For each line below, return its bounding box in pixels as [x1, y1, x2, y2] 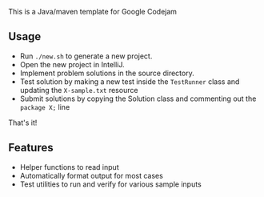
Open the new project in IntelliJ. [19, 59, 126, 69]
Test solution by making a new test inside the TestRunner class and [19, 76, 240, 86]
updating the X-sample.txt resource [19, 85, 138, 94]
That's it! [8, 118, 38, 127]
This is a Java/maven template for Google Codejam [8, 7, 178, 16]
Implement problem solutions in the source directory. [19, 68, 194, 78]
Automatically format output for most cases [19, 171, 164, 180]
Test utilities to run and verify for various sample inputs [19, 179, 202, 189]
